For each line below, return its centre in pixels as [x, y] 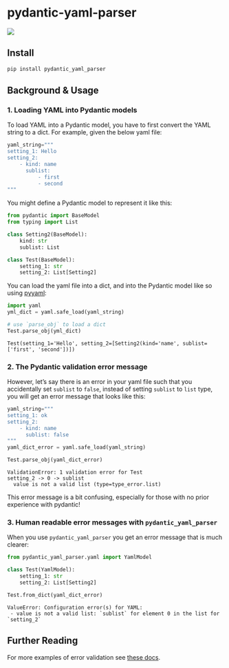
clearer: [18, 545]
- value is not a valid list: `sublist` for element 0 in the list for [115, 614]
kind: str [34, 241]
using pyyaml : [27, 293]
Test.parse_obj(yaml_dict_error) [55, 460]
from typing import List [43, 222]
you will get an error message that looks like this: [76, 396]
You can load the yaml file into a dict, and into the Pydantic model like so [110, 286]
